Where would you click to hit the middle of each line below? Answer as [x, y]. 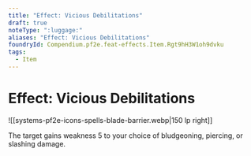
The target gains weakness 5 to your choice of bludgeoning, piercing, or [126, 136]
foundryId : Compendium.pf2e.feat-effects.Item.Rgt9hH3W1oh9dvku [116, 45]
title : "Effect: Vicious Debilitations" [76, 15]
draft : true [28, 23]
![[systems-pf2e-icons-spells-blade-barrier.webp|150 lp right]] [111, 120]
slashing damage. [37, 143]
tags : [17, 52]
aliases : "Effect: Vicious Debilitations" [79, 37]
